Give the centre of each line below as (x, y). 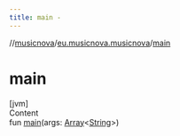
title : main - (35, 17)
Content (24, 113)
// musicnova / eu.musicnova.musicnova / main (90, 43)
